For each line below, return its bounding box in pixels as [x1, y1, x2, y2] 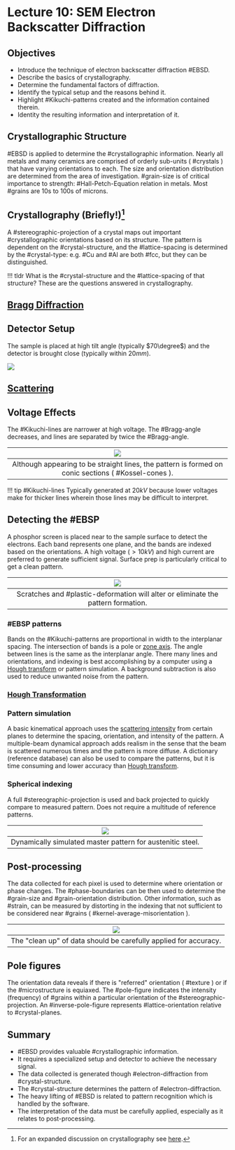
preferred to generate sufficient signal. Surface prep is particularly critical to [7, 555, 227, 563]
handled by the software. [17, 1099, 90, 1108]
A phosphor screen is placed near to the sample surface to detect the [7, 532, 208, 541]
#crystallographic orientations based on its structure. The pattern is [7, 235, 202, 244]
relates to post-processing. [17, 1114, 96, 1123]
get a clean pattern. [7, 562, 64, 571]
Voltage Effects [7, 407, 76, 418]
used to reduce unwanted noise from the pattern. [7, 672, 149, 681]
